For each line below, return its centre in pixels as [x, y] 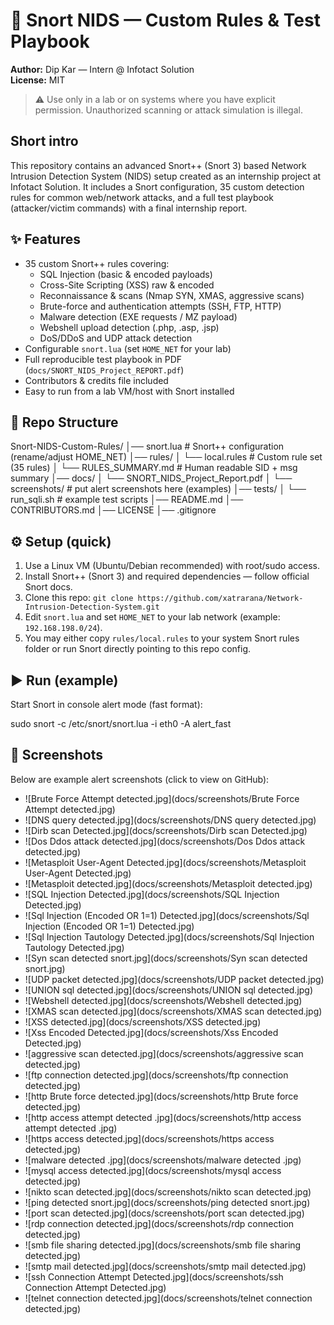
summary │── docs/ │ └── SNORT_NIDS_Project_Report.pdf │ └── [151, 478]
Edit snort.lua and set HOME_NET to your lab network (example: [152, 617]
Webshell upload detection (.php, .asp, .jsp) [129, 327]
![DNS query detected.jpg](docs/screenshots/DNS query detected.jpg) [170, 820]
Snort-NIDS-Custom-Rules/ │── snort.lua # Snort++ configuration [147, 446]
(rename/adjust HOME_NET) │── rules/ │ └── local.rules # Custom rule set [166, 457]
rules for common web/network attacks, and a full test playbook [142, 197]
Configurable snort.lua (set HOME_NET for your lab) [128, 348]
